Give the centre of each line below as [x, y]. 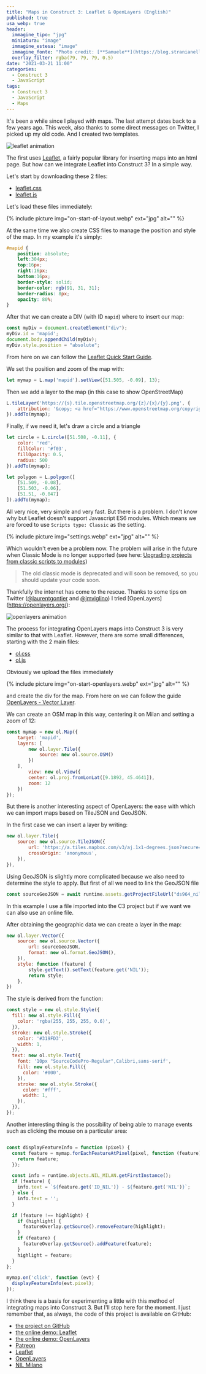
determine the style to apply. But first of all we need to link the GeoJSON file [103, 883]
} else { [23, 1193]
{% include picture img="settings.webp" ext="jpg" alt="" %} [83, 536]
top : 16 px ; [30, 265]
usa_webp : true [26, 23]
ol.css [23, 653]
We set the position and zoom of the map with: [65, 368]
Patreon [25, 1345]
